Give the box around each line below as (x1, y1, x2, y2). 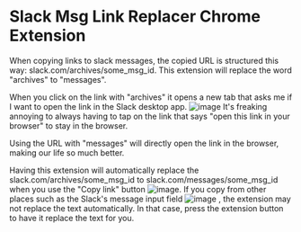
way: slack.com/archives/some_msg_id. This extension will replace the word (9, 65, 292, 76)
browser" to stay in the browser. (9, 120, 128, 131)
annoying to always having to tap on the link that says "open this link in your (9, 111, 290, 121)
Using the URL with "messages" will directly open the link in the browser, (9, 138, 279, 148)
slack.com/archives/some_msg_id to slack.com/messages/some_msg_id (9, 174, 279, 185)
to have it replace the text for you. (9, 212, 135, 223)
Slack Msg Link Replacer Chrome (9, 6, 261, 27)
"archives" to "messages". (9, 74, 107, 85)
